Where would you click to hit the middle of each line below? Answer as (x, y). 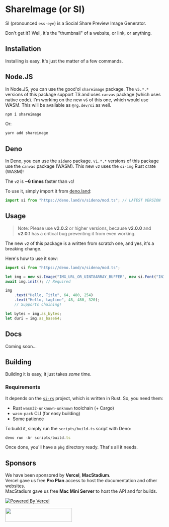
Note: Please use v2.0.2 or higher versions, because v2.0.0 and (84, 228)
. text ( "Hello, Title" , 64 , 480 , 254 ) (54, 295)
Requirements (23, 387)
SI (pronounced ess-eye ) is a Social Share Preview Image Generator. (76, 23)
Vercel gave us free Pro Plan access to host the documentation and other (81, 481)
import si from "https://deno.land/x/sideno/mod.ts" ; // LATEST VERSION (83, 201)
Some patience (28, 419)
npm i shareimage (23, 114)
